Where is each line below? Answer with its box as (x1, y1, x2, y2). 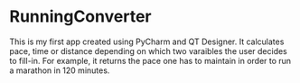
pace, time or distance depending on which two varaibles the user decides (9, 45, 287, 56)
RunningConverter (9, 6, 152, 27)
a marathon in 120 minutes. (9, 65, 110, 76)
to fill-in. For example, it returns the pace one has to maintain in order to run (9, 55, 292, 66)
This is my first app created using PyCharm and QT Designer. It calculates (9, 36, 285, 47)
